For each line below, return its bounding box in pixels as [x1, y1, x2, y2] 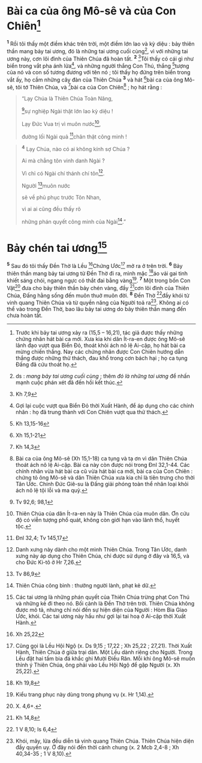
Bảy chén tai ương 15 [7, 239, 107, 255]
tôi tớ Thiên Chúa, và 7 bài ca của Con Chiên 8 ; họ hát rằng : [15, 82, 162, 91]
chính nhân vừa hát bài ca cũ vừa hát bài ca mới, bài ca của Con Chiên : [15, 468, 193, 475]
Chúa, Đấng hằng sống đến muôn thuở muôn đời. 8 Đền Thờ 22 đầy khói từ [7, 291, 190, 299]
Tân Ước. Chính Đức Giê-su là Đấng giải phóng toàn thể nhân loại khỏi [15, 481, 189, 487]
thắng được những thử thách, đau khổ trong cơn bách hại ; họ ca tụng [15, 355, 188, 361]
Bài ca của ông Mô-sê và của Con [7, 4, 176, 18]
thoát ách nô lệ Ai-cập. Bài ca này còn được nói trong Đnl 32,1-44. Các [15, 462, 191, 468]
